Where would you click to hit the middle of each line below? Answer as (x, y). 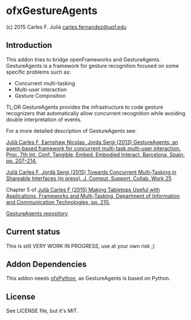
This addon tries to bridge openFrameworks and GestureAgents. (84, 59)
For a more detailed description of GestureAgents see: (71, 130)
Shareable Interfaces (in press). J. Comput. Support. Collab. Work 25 (89, 178)
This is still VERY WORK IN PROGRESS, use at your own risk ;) (81, 246)
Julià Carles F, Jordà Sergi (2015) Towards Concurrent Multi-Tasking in (91, 172)
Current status (33, 232)
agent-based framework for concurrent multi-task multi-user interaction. (93, 148)
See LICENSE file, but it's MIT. (42, 311)
